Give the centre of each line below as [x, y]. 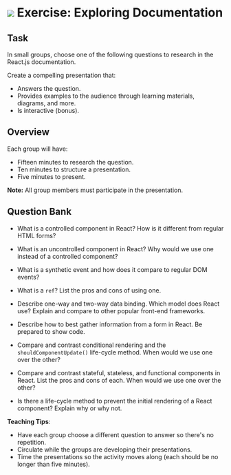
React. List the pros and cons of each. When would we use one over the [119, 380]
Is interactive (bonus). [48, 110]
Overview [29, 132]
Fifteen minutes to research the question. [75, 162]
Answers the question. [49, 88]
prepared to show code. [51, 331]
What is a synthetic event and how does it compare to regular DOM [112, 269]
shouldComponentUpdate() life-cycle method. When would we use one [115, 352]
